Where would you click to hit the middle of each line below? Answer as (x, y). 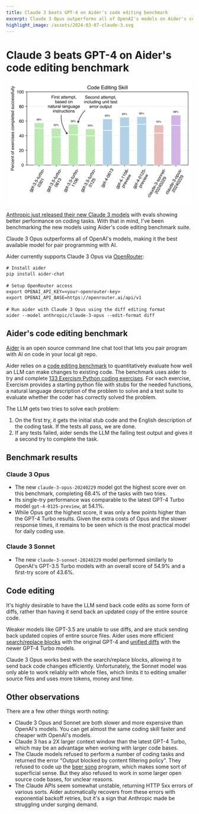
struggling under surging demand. (56, 805)
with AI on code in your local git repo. (52, 354)
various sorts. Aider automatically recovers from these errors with (95, 792)
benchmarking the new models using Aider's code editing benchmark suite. (99, 227)
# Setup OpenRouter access (39, 286)
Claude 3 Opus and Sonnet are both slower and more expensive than (99, 723)
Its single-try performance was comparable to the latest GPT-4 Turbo (99, 500)
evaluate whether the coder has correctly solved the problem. (81, 397)
